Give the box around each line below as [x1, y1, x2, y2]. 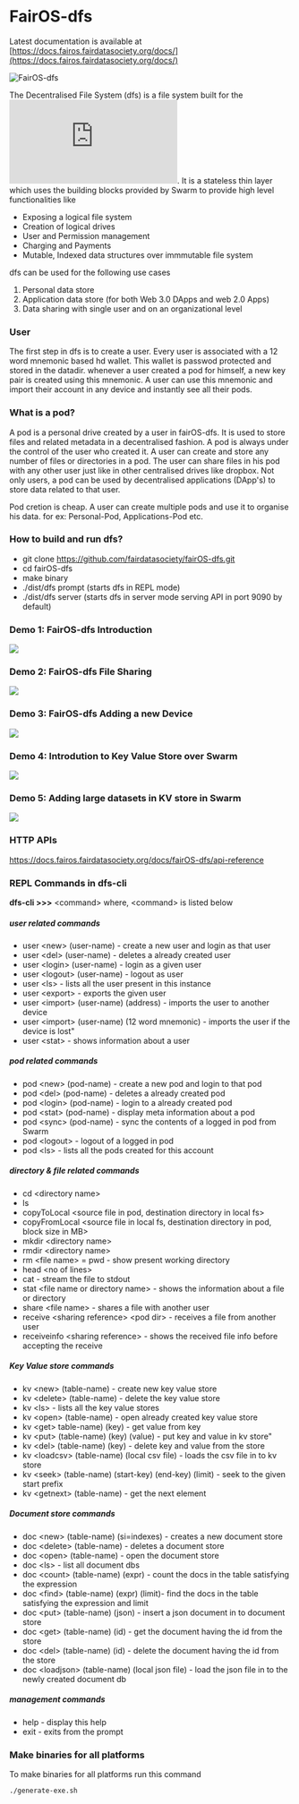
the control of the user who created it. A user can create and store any [9, 446, 269, 457]
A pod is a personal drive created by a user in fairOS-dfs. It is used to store [9, 427, 286, 438]
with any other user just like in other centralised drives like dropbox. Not [9, 465, 275, 475]
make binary [21, 572, 69, 583]
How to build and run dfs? [9, 533, 124, 545]
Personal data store [21, 284, 95, 295]
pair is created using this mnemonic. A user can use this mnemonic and [9, 374, 273, 386]
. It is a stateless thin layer [177, 175, 273, 185]
